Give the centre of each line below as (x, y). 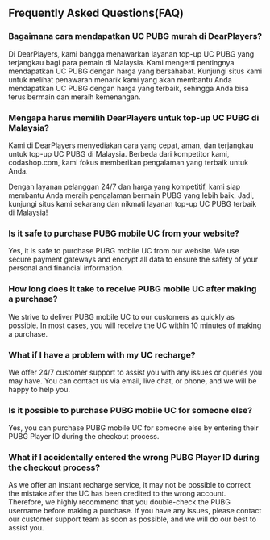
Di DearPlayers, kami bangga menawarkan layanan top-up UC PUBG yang (131, 54)
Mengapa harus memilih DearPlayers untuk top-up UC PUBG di (134, 118)
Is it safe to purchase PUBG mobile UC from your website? (124, 233)
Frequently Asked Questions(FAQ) (96, 13)
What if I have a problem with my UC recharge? (102, 354)
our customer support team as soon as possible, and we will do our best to (132, 519)
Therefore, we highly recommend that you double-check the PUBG (120, 502)
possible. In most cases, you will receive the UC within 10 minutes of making (135, 325)
